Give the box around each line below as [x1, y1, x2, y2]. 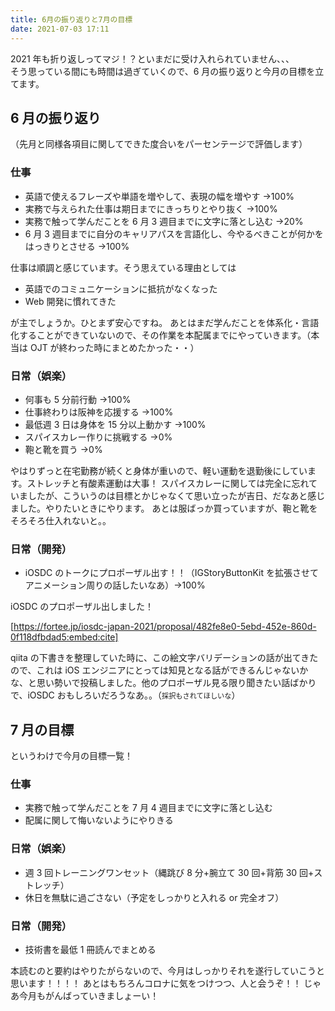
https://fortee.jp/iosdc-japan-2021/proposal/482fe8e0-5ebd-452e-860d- [13, 621, 317, 633]
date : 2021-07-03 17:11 [10, 24, 110, 34]
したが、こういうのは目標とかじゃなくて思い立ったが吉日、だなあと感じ [27, 489, 326, 501]
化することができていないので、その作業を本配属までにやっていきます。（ [10, 329, 312, 341]
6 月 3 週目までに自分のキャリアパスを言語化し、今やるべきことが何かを [24, 227, 324, 240]
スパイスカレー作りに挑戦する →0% [24, 431, 173, 443]
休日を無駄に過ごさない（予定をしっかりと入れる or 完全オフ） [24, 891, 285, 903]
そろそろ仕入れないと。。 [10, 514, 112, 526]
